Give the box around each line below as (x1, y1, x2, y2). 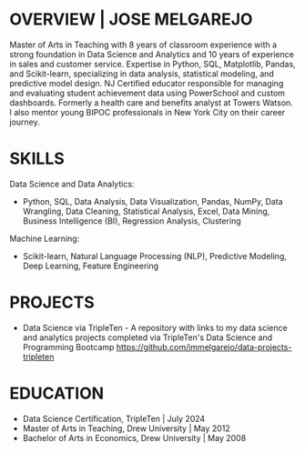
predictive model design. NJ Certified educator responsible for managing (9, 77, 284, 88)
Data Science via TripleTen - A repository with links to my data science (22, 322, 289, 333)
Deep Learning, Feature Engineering (22, 260, 159, 271)
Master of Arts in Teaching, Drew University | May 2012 (22, 423, 230, 434)
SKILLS (9, 148, 66, 169)
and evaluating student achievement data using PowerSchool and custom (9, 87, 285, 98)
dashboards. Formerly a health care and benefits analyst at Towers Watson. (9, 96, 293, 108)
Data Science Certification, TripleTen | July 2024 (22, 413, 206, 424)
